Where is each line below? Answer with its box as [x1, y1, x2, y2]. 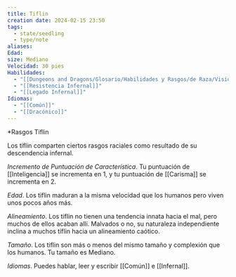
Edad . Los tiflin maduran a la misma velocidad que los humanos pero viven [7, 191, 224, 199]
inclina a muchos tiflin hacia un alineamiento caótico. [7, 226, 160, 236]
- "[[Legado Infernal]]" [13, 89, 86, 96]
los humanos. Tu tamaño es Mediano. [7, 247, 116, 257]
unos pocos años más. [7, 198, 73, 207]
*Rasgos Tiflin [7, 127, 49, 136]
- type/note [13, 37, 49, 44]
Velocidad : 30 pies [7, 63, 65, 70]
